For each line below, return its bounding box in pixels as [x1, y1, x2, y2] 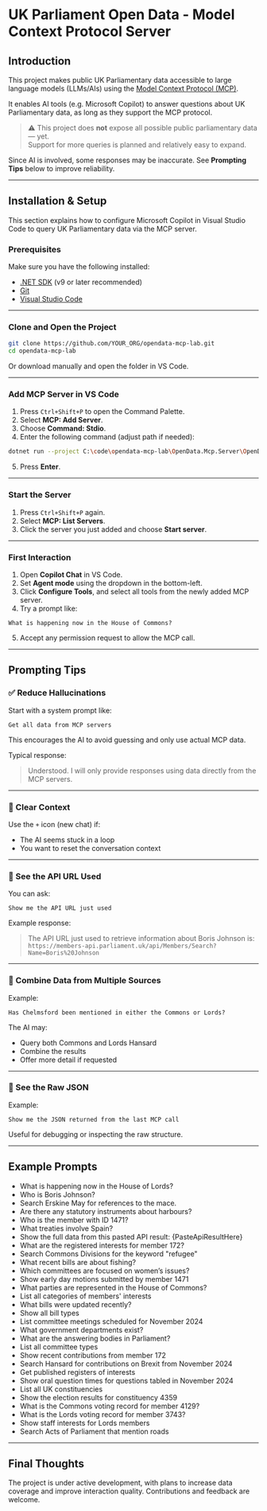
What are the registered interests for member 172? [19, 1240, 185, 1250]
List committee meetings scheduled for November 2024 [19, 1316, 203, 1326]
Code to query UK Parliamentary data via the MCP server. [8, 224, 197, 233]
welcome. [8, 1495, 41, 1505]
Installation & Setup [8, 194, 107, 208]
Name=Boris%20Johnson [27, 949, 99, 957]
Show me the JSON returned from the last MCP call [8, 1115, 180, 1123]
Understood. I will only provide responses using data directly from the [27, 766, 257, 775]
